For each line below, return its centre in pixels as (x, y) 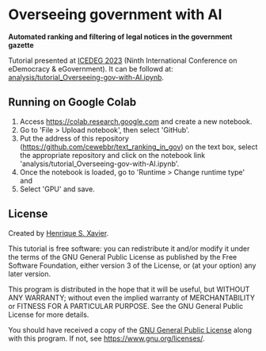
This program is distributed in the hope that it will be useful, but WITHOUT (129, 289)
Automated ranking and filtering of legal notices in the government (120, 37)
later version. (30, 274)
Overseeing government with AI (115, 15)
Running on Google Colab (72, 102)
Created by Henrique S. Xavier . (59, 233)
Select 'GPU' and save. (57, 189)
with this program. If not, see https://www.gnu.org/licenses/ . (106, 338)
